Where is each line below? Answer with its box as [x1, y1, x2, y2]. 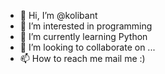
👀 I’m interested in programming [19, 20, 153, 32]
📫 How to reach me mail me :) [19, 53, 146, 64]
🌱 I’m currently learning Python [19, 31, 148, 42]
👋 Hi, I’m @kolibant [19, 10, 98, 21]
